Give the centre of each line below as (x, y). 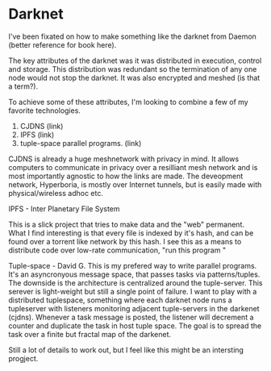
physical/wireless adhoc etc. (56, 193)
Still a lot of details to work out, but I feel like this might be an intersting (126, 350)
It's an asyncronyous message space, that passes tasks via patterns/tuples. (134, 274)
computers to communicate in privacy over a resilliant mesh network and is (133, 167)
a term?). (23, 86)
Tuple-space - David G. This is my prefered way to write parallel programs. (133, 265)
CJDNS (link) (42, 126)
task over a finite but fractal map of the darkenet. (90, 334)
